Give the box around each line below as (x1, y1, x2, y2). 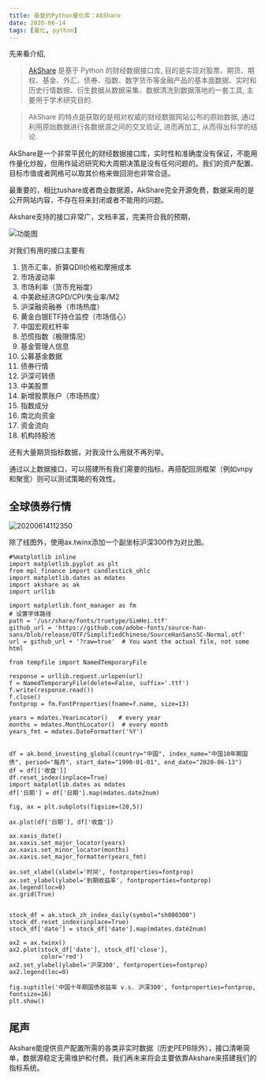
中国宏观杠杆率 (20, 322, 69, 332)
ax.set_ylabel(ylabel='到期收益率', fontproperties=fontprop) (9, 877, 212, 885)
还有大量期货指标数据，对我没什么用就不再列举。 (9, 448, 168, 457)
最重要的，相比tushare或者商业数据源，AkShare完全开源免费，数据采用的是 (9, 185, 255, 195)
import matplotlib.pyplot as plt (9, 560, 119, 568)
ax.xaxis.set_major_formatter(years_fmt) (9, 853, 147, 861)
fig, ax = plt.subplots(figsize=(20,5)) (9, 803, 144, 811)
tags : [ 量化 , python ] (9, 26, 78, 34)
